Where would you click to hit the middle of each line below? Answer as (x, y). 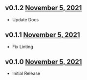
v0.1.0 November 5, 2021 (43, 62)
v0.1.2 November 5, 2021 (43, 8)
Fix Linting (22, 47)
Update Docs (25, 19)
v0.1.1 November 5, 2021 (43, 35)
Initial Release (26, 73)
